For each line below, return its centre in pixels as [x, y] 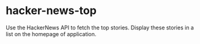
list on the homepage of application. [51, 34]
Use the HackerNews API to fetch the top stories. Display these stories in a [100, 28]
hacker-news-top [51, 11]
